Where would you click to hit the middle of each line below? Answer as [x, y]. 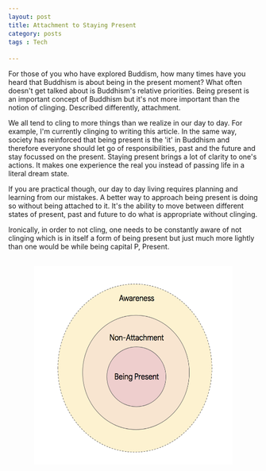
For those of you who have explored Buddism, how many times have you [127, 74]
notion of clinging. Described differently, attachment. [94, 108]
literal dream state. [39, 174]
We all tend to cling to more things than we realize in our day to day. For [125, 123]
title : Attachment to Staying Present [72, 25]
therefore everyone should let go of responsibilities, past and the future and [132, 149]
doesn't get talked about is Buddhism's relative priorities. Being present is [129, 91]
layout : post [30, 17]
